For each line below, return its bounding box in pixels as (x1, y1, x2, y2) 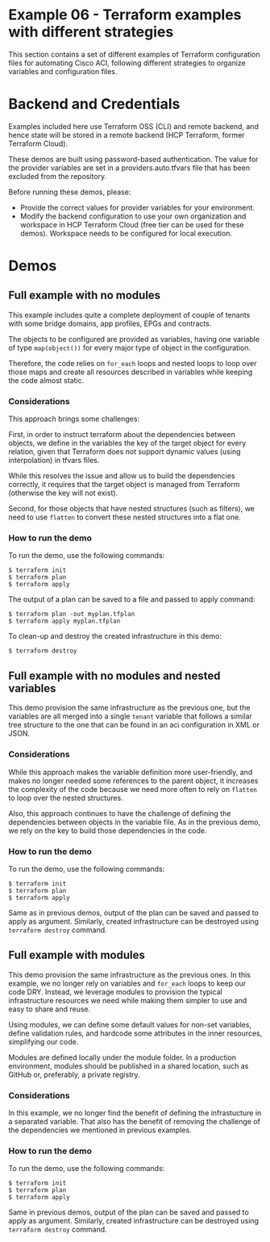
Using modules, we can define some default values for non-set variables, (8, 1019, 252, 1029)
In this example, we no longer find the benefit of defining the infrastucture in (8, 1107, 262, 1118)
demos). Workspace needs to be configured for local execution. (19, 228, 232, 238)
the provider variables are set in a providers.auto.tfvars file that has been (8, 163, 251, 173)
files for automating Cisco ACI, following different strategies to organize (8, 58, 246, 68)
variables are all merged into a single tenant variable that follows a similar (8, 711, 252, 721)
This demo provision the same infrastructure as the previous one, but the (8, 703, 251, 713)
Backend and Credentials (8, 95, 181, 114)
